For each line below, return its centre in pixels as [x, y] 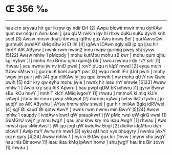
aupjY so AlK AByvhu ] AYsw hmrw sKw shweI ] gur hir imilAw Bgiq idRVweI [85, 104]
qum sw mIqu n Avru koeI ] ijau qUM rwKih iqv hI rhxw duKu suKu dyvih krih [85, 33]
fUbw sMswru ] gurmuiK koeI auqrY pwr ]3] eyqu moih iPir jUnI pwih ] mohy [85, 71]
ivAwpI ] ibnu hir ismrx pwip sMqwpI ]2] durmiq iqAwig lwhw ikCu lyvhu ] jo [85, 98]
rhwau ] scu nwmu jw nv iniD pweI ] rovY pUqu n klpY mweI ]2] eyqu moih [83, 66]
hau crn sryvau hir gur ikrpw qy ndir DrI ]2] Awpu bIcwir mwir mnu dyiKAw [84, 28]
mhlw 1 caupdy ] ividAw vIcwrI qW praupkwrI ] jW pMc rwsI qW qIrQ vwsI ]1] [86, 115]
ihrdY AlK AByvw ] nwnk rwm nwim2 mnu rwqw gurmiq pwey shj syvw [80, 50]
